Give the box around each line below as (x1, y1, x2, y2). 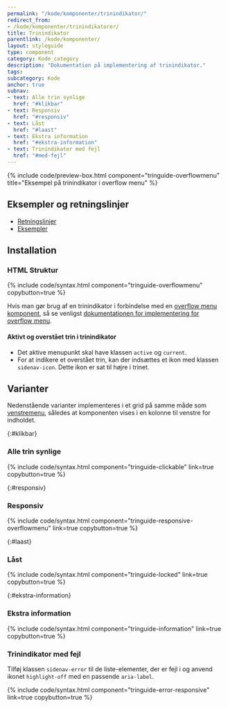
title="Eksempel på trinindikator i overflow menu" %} (7, 178, 158, 187)
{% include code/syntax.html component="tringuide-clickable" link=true (7, 462, 214, 471)
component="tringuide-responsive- (91, 516, 193, 525)
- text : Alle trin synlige (7, 94, 85, 101)
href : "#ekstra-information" (13, 140, 98, 146)
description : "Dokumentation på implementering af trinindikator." (7, 62, 207, 69)
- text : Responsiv (7, 107, 60, 114)
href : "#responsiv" (13, 113, 70, 120)
